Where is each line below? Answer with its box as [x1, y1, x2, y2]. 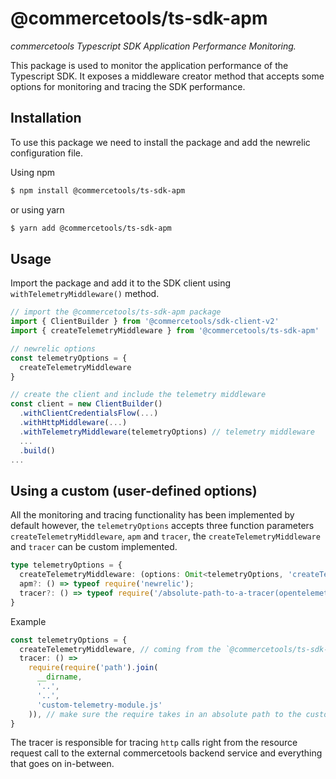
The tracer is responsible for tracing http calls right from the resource [10, 737, 298, 749]
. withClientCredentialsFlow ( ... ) [19, 408, 159, 419]
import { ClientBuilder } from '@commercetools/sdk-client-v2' [10, 317, 280, 327]
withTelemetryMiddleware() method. [10, 288, 160, 300]
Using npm [10, 166, 56, 178]
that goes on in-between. [10, 758, 115, 770]
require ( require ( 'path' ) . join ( [28, 663, 159, 673]
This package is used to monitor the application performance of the [10, 59, 289, 71]
